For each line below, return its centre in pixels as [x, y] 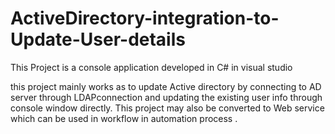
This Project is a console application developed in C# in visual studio [151, 67]
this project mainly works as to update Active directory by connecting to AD [166, 86]
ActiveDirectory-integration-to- [145, 18]
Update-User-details [98, 39]
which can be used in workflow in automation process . [124, 118]
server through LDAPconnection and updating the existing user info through [166, 97]
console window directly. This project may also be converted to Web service [167, 108]
